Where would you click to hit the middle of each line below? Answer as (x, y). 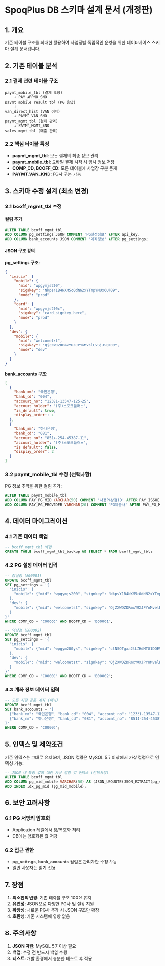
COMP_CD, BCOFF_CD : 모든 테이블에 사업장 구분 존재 (65, 168)
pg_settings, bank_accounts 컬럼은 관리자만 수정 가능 (65, 862)
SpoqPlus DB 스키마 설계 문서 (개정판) (79, 10)
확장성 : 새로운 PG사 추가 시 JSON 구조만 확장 (56, 910)
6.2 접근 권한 (20, 850)
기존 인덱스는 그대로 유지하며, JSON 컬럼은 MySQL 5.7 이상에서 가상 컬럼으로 (80, 757)
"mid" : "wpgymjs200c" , (41, 309)
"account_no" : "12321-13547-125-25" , (53, 401)
